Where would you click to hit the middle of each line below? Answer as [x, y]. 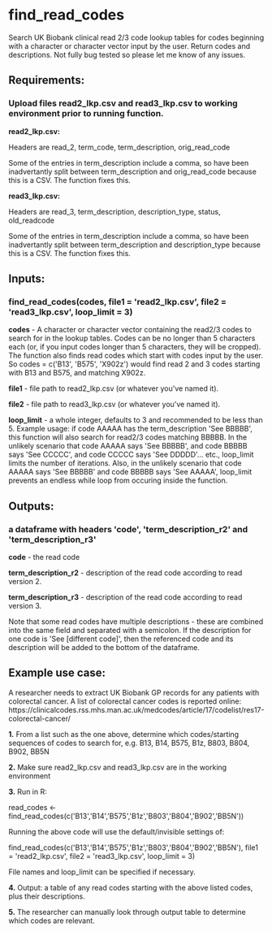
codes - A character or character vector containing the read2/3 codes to [130, 330]
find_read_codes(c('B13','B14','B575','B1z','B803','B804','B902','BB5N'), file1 [133, 847]
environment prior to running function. [86, 114]
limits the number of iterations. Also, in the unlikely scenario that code [125, 463]
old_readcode [32, 220]
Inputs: [27, 279]
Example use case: [57, 673]
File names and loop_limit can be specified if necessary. [102, 872]
